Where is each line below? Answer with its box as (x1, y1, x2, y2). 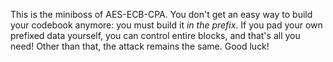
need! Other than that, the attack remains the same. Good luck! (10, 40, 270, 52)
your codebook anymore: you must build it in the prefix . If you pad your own (10, 19, 323, 31)
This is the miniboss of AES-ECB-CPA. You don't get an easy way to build (10, 9, 313, 20)
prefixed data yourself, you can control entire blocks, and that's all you (10, 30, 301, 41)
